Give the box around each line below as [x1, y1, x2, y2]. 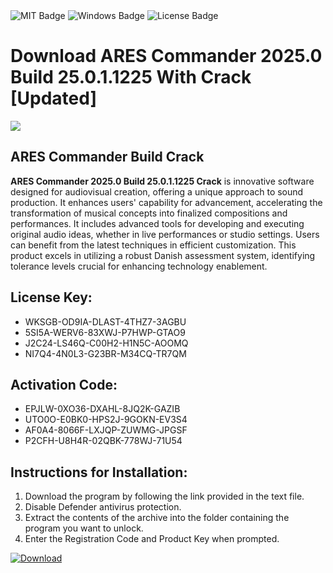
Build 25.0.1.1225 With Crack [10, 66, 252, 89]
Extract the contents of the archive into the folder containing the [24, 512, 290, 524]
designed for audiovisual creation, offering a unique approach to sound [10, 185, 304, 198]
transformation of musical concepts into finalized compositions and [10, 207, 288, 219]
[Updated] [10, 87, 97, 110]
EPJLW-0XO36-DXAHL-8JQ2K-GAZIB [24, 403, 181, 415]
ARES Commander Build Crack [10, 149, 205, 166]
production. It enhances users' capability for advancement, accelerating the [10, 196, 323, 208]
